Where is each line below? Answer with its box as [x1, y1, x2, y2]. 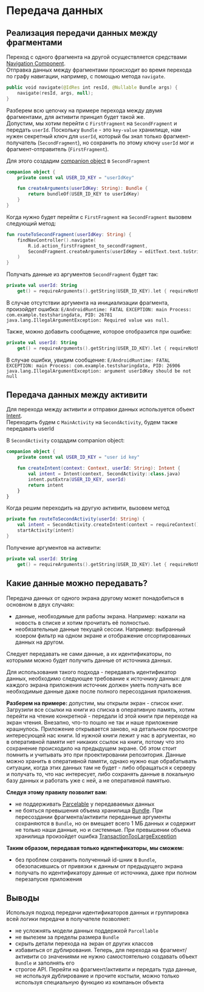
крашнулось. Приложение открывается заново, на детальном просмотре [6, 725, 198, 732]
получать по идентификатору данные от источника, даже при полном [15, 869, 197, 876]
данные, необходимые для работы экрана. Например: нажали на [15, 612, 186, 619]
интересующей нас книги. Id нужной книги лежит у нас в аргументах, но [6, 732, 196, 739]
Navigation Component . [6, 60, 66, 67]
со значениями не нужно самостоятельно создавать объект [40, 953, 197, 960]
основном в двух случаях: [6, 601, 75, 608]
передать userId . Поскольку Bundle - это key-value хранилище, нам [6, 126, 182, 133]
